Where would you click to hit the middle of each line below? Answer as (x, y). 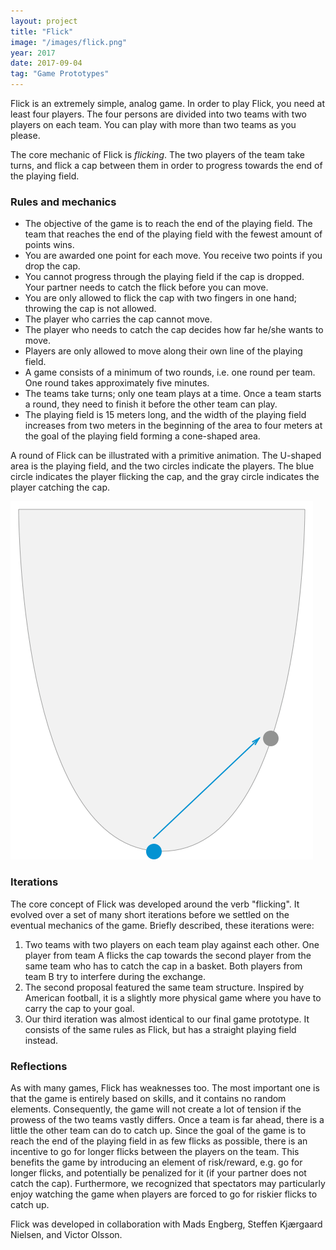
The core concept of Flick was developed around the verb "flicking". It (155, 904)
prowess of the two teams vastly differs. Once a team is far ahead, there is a (167, 1119)
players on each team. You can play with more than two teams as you (153, 124)
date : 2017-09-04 (46, 63)
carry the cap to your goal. (79, 1008)
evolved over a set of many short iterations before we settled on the (150, 914)
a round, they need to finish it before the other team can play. (151, 404)
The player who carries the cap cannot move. (118, 319)
